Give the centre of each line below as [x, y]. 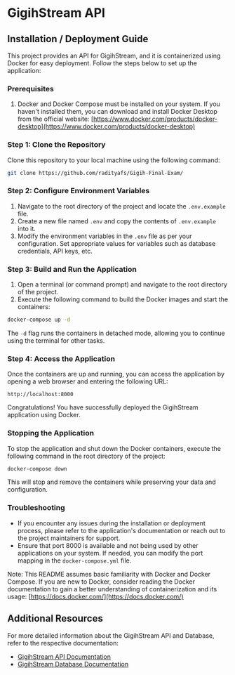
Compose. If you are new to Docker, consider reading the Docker [101, 582]
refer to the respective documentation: [63, 643]
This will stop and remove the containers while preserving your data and [112, 482]
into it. [27, 228]
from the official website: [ [55, 119]
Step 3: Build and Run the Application [72, 269]
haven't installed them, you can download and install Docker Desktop [117, 112]
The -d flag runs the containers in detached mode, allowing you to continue [116, 333]
